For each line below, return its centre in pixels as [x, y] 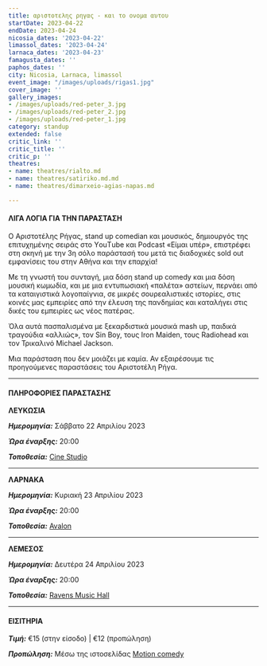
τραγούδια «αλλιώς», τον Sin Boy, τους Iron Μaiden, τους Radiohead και [128, 335]
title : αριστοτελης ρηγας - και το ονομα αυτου [89, 16]
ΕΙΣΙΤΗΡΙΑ [26, 621]
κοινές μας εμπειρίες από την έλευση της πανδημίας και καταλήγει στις [128, 302]
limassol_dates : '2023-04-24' [58, 45]
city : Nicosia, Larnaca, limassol [66, 75]
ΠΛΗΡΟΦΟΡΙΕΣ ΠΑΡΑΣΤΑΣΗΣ [60, 393]
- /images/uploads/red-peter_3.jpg [67, 104]
